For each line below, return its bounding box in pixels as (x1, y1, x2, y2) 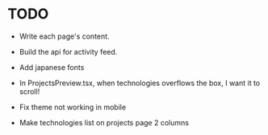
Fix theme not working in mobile (19, 102, 127, 112)
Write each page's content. (19, 31, 110, 41)
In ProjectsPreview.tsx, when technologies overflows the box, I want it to (19, 78, 261, 88)
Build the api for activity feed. (19, 47, 118, 56)
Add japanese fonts (19, 62, 85, 72)
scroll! (19, 86, 40, 96)
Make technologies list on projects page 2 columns (19, 117, 189, 127)
